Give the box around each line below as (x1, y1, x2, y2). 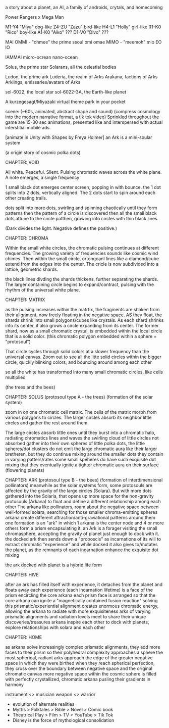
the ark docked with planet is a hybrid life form (5, 562, 102, 568)
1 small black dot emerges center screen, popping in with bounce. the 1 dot (5, 184, 161, 190)
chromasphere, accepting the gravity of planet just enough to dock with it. (5, 530, 159, 537)
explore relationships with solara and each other (5, 624, 105, 630)
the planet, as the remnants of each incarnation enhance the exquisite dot (5, 547, 159, 553)
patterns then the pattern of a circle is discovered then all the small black (5, 210, 157, 216)
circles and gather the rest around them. (5, 420, 89, 426)
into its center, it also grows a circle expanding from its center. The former (5, 323, 159, 328)
